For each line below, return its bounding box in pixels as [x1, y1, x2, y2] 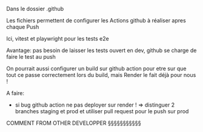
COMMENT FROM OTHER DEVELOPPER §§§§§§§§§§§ [6, 119, 141, 127]
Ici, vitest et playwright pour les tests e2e [6, 35, 109, 42]
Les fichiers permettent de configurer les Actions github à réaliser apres [6, 17, 186, 24]
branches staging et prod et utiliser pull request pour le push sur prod [15, 108, 189, 114]
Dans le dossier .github [6, 5, 64, 12]
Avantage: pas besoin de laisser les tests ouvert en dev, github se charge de [6, 47, 197, 54]
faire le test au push [6, 53, 56, 60]
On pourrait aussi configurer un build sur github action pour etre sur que [6, 65, 187, 72]
